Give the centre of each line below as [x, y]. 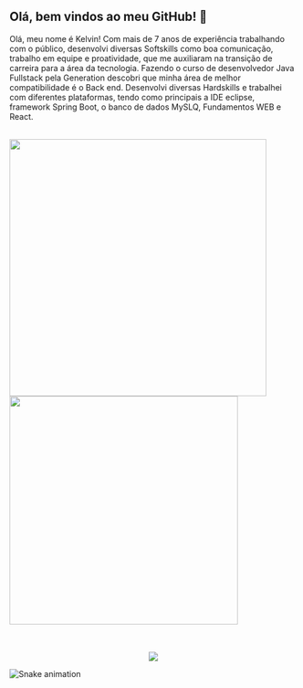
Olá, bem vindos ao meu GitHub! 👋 [109, 17]
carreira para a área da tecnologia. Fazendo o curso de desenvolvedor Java [152, 68]
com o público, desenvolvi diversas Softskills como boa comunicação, [141, 48]
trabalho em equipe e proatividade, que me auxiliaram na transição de [141, 58]
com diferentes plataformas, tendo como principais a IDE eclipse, [132, 97]
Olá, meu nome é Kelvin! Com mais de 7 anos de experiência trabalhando [147, 38]
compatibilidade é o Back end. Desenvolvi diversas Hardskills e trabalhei [146, 87]
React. [21, 116]
